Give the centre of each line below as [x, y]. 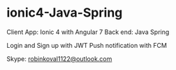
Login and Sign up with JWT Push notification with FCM [87, 45]
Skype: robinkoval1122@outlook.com [59, 59]
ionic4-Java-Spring [65, 13]
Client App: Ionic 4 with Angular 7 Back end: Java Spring [88, 32]
